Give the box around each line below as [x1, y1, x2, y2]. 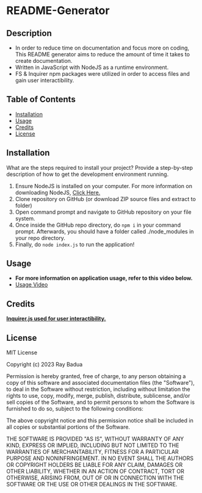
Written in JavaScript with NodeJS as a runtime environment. [15, 64, 169, 71]
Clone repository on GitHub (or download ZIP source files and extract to [15, 195, 197, 202]
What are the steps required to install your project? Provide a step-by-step [6, 164, 193, 171]
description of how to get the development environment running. [6, 170, 169, 178]
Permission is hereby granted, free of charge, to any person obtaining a [6, 373, 186, 380]
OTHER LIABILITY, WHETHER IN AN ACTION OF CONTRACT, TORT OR [6, 468, 184, 475]
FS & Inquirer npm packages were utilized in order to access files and [15, 70, 190, 77]
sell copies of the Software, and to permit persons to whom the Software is [6, 398, 195, 406]
